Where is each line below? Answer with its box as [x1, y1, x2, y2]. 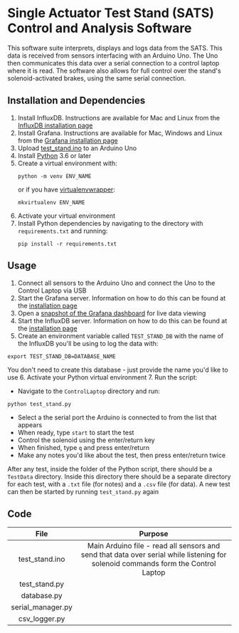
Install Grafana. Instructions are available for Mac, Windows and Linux [17, 128, 223, 137]
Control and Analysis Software [7, 20, 192, 36]
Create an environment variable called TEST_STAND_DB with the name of [17, 331, 224, 340]
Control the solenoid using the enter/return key [17, 436, 155, 444]
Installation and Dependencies [7, 95, 146, 107]
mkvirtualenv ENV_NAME [17, 199, 85, 206]
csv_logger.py [18, 614, 65, 624]
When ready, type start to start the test [17, 428, 134, 436]
